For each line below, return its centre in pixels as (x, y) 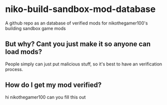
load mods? (24, 52)
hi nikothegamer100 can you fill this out (46, 97)
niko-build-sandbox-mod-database (81, 9)
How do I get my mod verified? (53, 85)
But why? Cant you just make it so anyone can (78, 44)
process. (14, 69)
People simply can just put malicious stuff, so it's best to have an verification (84, 64)
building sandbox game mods (36, 28)
